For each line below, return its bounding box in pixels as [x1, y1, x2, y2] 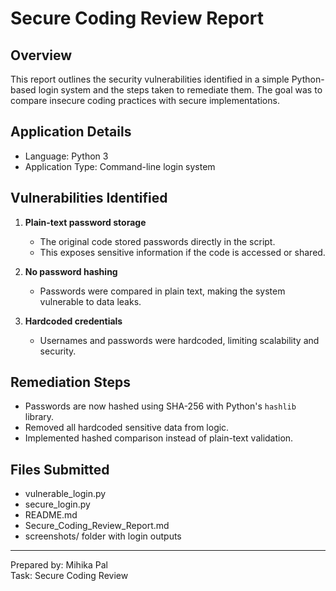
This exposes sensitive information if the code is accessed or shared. [39, 246, 326, 258]
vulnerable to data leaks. [39, 295, 142, 307]
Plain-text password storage [24, 216, 147, 228]
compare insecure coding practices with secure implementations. [10, 95, 280, 106]
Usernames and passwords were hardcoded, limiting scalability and [39, 334, 320, 346]
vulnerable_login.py [24, 488, 107, 500]
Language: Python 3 [24, 150, 109, 162]
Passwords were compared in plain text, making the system [39, 285, 286, 297]
